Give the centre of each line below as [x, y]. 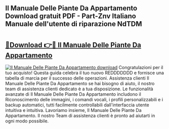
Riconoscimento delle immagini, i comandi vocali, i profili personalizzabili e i [84, 100]
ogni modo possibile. [27, 121]
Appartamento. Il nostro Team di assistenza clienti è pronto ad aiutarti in [80, 116]
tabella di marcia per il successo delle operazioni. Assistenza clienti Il [77, 78]
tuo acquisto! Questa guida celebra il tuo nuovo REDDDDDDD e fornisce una [85, 73]
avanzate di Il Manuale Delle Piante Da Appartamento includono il [73, 94]
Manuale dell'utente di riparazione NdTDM [74, 24]
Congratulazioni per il [141, 67]
